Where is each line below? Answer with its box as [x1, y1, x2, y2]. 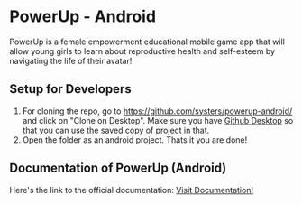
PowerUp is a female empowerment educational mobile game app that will [9, 36, 286, 47]
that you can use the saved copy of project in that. [22, 125, 210, 135]
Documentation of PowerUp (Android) [9, 161, 227, 176]
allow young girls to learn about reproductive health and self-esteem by [9, 45, 276, 56]
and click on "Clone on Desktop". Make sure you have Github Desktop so [22, 115, 294, 125]
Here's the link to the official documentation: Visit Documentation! [9, 184, 254, 195]
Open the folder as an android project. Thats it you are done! [22, 134, 248, 145]
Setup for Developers [9, 81, 133, 97]
